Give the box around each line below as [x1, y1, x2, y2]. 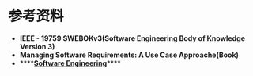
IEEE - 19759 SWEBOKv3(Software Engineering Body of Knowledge [19, 33, 246, 43]
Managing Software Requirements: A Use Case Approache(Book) [19, 50, 240, 60]
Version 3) [19, 42, 55, 51]
